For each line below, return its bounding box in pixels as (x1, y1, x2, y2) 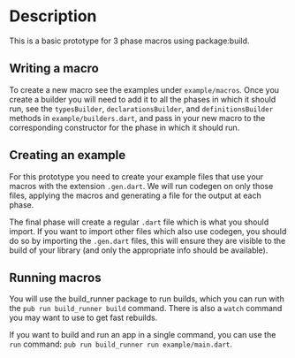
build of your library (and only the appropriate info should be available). (9, 245, 269, 255)
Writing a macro (9, 61, 99, 76)
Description (9, 6, 97, 27)
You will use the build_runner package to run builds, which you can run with (9, 293, 284, 304)
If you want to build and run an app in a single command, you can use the (9, 330, 276, 340)
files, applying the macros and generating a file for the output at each (9, 190, 262, 201)
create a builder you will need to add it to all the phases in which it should (9, 94, 276, 104)
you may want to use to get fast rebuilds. (9, 312, 158, 324)
